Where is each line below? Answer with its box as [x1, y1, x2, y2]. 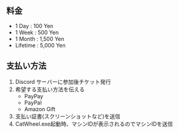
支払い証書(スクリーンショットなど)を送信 [15, 112, 121, 120]
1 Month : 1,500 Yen [15, 35, 65, 43]
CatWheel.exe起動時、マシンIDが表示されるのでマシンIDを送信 [15, 120, 174, 128]
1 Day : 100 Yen [15, 22, 54, 29]
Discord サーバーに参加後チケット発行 [15, 78, 111, 85]
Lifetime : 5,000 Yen [15, 41, 66, 49]
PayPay [24, 92, 44, 100]
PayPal [24, 99, 42, 106]
